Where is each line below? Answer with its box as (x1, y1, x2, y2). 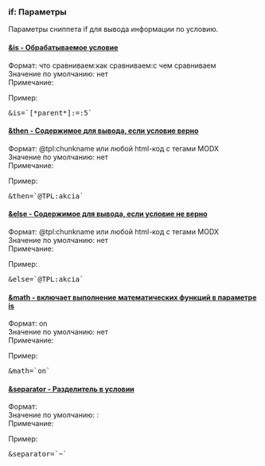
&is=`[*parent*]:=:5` (8, 108, 93, 117)
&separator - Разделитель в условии (8, 384, 135, 394)
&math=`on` (8, 366, 51, 376)
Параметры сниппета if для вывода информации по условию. (8, 25, 219, 34)
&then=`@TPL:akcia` (8, 191, 84, 201)
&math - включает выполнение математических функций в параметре (8, 292, 257, 302)
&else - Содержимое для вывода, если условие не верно (8, 210, 208, 219)
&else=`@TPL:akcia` (8, 274, 84, 284)
